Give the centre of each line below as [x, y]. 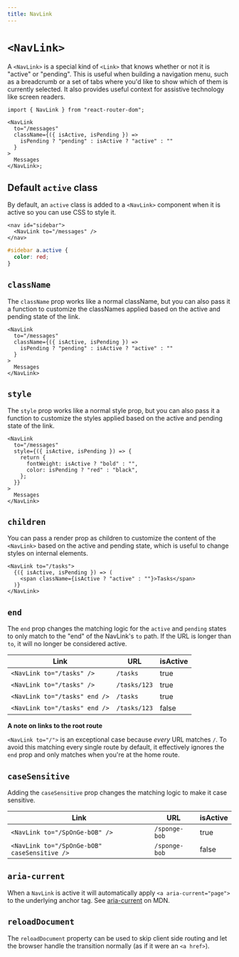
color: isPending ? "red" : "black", [82, 470]
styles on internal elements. [48, 553]
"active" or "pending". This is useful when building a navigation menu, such [118, 74]
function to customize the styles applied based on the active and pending [115, 418]
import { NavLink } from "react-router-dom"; [76, 110]
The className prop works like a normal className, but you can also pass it [119, 301]
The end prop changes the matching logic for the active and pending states [117, 629]
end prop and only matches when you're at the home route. [94, 755]
